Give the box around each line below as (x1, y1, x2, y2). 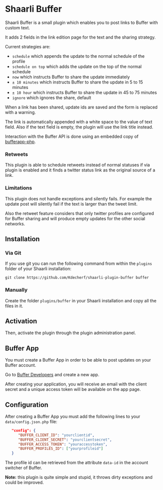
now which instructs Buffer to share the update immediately (12, 74, 130, 80)
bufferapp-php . (5, 138, 36, 145)
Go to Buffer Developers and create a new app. (5, 372, 100, 378)
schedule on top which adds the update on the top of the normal (12, 64, 142, 69)
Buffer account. (5, 362, 36, 368)
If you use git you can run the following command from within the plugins (5, 260, 152, 267)
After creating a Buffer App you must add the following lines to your (5, 413, 141, 419)
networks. (5, 221, 25, 227)
